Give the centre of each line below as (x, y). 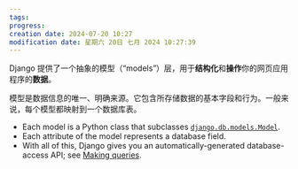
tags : (19, 17)
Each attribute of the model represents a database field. (124, 136)
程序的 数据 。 (32, 80)
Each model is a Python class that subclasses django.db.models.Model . (151, 127)
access (35, 155)
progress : (27, 26)
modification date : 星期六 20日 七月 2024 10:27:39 (103, 42)
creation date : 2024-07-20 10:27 (71, 34)
